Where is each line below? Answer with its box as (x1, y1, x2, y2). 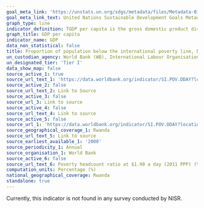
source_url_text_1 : (6, 76, 56, 82)
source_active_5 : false (6, 116, 67, 122)
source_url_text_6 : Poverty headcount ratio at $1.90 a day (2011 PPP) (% (6, 161, 200, 167)
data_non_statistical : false (6, 43, 80, 49)
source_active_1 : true (6, 71, 64, 77)
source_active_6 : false (6, 155, 67, 161)
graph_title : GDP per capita (6, 32, 80, 38)
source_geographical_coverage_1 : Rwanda (6, 127, 110, 133)
